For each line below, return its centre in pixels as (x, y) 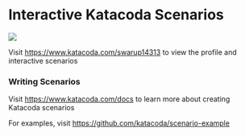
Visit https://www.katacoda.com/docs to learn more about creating (119, 99)
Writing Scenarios (44, 81)
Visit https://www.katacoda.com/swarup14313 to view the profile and (122, 52)
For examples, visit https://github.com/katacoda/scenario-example (119, 123)
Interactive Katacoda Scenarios (116, 15)
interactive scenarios (43, 60)
